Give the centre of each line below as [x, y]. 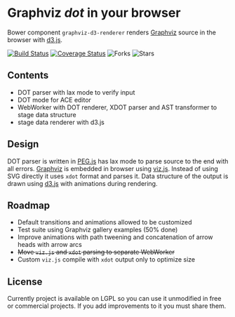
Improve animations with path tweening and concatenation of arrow [115, 237]
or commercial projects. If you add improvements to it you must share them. [117, 306]
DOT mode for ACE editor [54, 100]
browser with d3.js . [35, 39]
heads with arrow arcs [49, 245]
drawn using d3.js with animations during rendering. [82, 183]
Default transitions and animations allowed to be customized [105, 222]
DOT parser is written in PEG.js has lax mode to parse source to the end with [118, 161]
